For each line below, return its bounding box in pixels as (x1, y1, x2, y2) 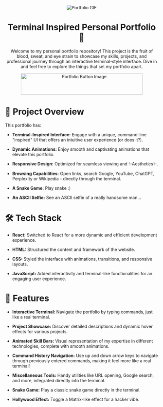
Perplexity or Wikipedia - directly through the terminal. (12, 176, 122, 181)
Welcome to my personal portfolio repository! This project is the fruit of (10, 48, 153, 54)
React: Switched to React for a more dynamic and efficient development (12, 232, 157, 238)
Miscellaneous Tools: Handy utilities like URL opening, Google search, (12, 372, 154, 378)
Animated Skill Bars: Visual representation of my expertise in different (12, 338, 153, 344)
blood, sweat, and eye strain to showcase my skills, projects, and (17, 53, 147, 59)
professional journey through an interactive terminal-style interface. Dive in (6, 58, 157, 64)
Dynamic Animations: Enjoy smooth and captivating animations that (12, 146, 149, 152)
